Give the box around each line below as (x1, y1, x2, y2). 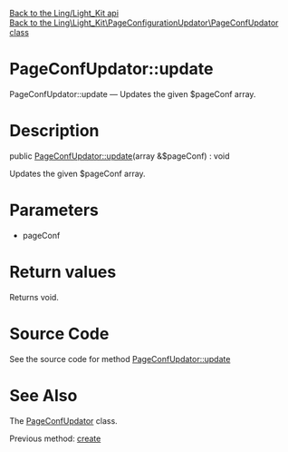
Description (9, 121, 100, 142)
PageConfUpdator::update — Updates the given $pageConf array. (9, 88, 256, 99)
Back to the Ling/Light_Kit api (9, 8, 120, 18)
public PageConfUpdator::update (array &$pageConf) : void (9, 150, 230, 162)
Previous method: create (9, 433, 101, 444)
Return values (9, 262, 117, 282)
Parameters (9, 200, 100, 221)
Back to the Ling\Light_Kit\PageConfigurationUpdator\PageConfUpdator (9, 17, 279, 28)
